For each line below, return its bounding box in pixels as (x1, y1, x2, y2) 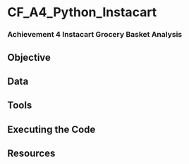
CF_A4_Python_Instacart (7, 4, 157, 20)
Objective (7, 51, 51, 64)
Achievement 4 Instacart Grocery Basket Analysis (7, 30, 182, 40)
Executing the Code (7, 123, 96, 135)
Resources (7, 148, 56, 160)
